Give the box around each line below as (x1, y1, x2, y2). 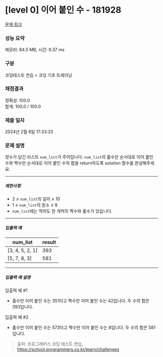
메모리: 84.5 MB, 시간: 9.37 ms (5, 47, 65, 53)
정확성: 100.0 (5, 97, 31, 103)
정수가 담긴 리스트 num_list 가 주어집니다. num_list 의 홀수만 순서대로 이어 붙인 (5, 154, 154, 160)
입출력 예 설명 (5, 274, 31, 280)
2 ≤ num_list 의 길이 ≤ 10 (12, 196, 61, 202)
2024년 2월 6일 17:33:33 (5, 129, 53, 135)
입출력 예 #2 (5, 314, 29, 320)
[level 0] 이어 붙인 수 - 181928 (5, 4, 121, 16)
